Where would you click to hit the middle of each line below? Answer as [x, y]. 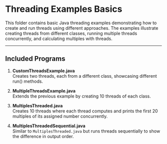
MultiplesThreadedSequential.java [49, 126]
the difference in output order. [43, 136]
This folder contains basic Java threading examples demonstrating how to [81, 23]
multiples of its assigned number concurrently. [60, 116]
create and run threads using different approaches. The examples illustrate [82, 28]
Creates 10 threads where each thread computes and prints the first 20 [85, 111]
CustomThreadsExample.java [43, 71]
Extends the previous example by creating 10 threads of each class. [82, 96]
